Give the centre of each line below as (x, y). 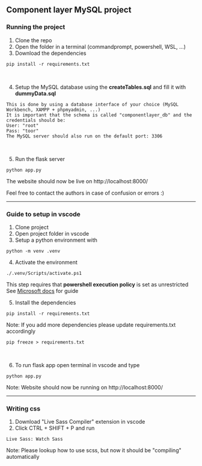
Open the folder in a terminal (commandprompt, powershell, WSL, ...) (100, 46)
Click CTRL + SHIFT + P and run (55, 428)
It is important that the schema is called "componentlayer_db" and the (99, 115)
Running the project (36, 27)
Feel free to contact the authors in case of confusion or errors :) (85, 193)
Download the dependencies (50, 53)
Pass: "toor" (23, 131)
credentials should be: (36, 120)
